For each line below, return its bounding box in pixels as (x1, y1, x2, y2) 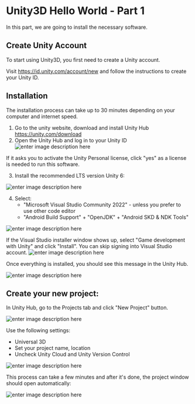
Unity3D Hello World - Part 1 (6, 4, 145, 18)
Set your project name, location (14, 345, 91, 352)
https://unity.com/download (14, 131, 82, 138)
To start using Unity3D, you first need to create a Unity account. (6, 56, 160, 63)
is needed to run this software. (6, 161, 80, 168)
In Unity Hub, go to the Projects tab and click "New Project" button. (6, 304, 169, 311)
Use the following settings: (6, 327, 70, 334)
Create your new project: (6, 288, 99, 298)
